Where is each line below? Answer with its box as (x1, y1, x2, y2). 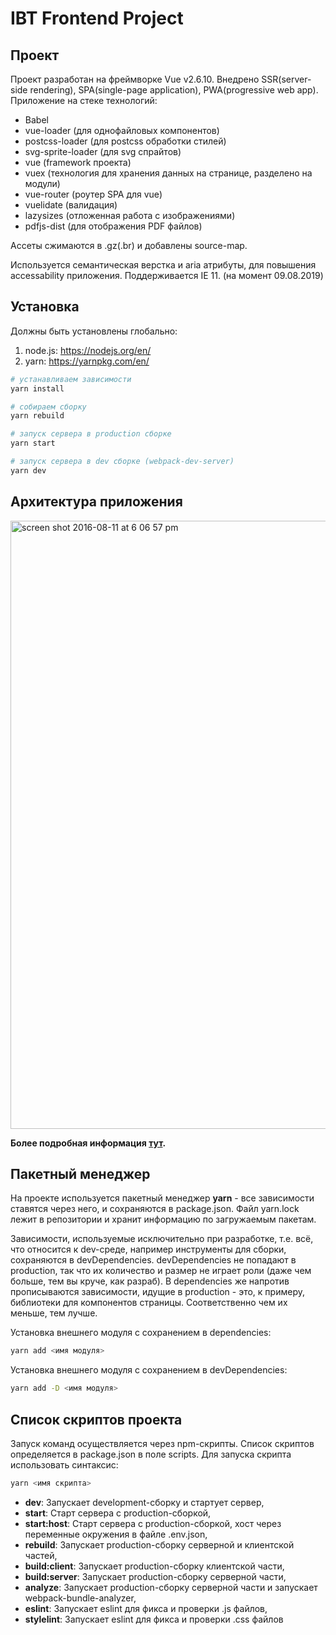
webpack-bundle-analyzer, (24, 1592, 137, 1604)
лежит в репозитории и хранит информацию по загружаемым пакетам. (10, 1213, 317, 1226)
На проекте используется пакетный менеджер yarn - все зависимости (10, 1192, 315, 1204)
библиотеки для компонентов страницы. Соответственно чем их (10, 1297, 288, 1309)
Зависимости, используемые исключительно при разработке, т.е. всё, (10, 1233, 314, 1245)
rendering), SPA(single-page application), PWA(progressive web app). (29, 84, 319, 96)
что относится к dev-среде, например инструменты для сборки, (10, 1243, 287, 1256)
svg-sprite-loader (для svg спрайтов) (24, 146, 182, 157)
